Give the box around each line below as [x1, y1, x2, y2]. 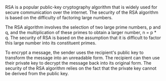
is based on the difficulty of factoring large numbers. [5, 15, 113, 20]
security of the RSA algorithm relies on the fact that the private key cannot [5, 65, 157, 71]
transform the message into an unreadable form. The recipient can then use [5, 55, 160, 61]
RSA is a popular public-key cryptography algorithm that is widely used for [5, 4, 158, 10]
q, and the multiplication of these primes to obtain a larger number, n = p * [5, 30, 157, 35]
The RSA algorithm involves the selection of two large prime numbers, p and [5, 24, 161, 30]
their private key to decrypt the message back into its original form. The [5, 60, 152, 66]
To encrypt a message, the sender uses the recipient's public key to [5, 49, 144, 55]
